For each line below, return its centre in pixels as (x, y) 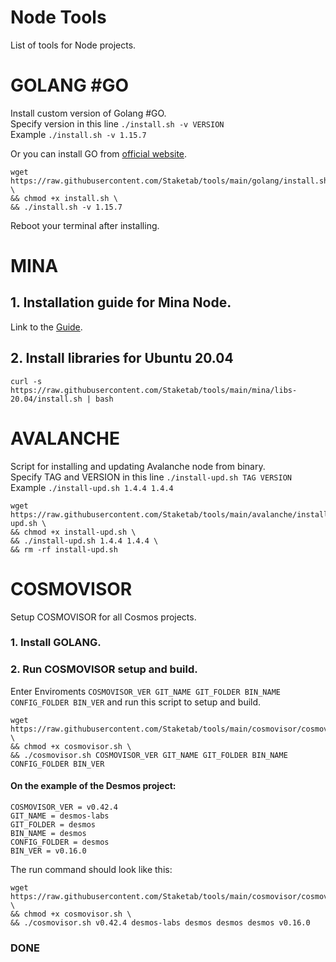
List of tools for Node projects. (73, 45)
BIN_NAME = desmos (48, 833)
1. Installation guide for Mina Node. (121, 302)
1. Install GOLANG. (56, 643)
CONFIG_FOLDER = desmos (60, 842)
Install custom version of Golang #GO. (88, 113)
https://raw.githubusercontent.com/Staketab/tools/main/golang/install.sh (169, 181)
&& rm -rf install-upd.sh (64, 549)
